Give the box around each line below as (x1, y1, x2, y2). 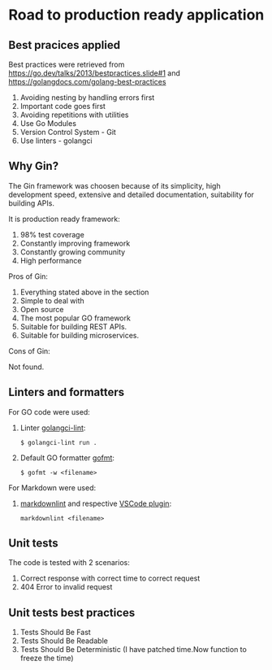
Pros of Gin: (8, 271, 49, 281)
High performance (19, 255, 82, 265)
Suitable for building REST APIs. (19, 321, 127, 331)
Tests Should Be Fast (19, 628, 91, 637)
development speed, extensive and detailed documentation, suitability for (8, 189, 254, 199)
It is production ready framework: (8, 214, 120, 224)
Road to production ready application (8, 6, 265, 24)
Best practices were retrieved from (8, 59, 125, 69)
